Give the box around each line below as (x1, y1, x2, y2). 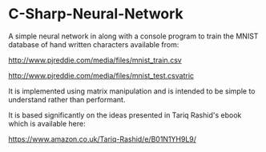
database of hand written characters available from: (8, 39, 179, 49)
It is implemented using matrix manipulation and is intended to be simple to (8, 86, 256, 96)
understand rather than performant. (8, 94, 126, 104)
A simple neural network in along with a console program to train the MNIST (8, 31, 259, 41)
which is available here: (8, 118, 86, 128)
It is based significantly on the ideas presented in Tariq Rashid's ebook (8, 110, 242, 120)
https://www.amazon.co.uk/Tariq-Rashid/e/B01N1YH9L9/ (8, 134, 197, 144)
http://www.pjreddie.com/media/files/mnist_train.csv (8, 55, 182, 65)
